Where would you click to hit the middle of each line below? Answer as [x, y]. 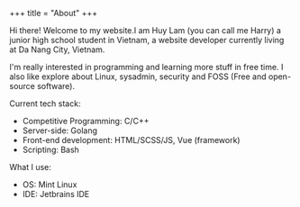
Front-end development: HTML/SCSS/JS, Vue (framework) [131, 140]
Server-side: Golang [59, 130]
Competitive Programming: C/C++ [86, 121]
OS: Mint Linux [50, 184]
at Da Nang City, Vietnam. [57, 49]
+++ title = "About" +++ [54, 13]
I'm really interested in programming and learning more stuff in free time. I [146, 67]
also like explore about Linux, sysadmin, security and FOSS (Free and [138, 76]
